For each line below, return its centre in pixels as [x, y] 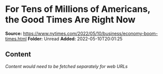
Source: [14, 33]
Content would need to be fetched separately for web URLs [66, 66]
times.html [16, 39]
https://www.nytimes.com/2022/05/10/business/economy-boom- [90, 33]
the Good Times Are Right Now [70, 20]
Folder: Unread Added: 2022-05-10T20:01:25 [75, 39]
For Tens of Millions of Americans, [78, 9]
